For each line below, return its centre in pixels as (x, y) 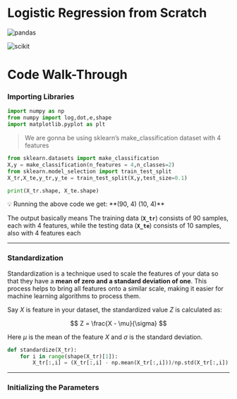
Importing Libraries (41, 97)
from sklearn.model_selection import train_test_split (90, 171)
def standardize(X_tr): (42, 350)
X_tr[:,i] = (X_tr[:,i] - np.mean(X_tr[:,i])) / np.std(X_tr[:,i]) (131, 363)
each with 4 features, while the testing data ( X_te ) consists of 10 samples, (115, 226)
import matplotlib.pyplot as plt (56, 125)
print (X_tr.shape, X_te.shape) (53, 191)
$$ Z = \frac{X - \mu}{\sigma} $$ (119, 323)
